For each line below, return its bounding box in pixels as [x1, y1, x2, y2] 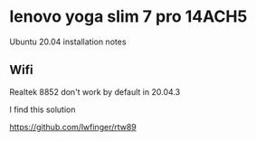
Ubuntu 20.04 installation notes [9, 36, 127, 47]
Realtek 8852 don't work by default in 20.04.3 [9, 86, 181, 97]
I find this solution [9, 104, 76, 115]
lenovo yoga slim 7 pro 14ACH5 [9, 6, 248, 27]
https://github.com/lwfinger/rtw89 [9, 121, 137, 132]
